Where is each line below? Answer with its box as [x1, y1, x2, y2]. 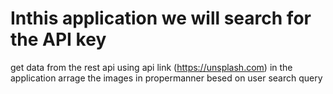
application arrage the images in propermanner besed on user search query [10, 72, 323, 84]
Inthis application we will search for [10, 7, 312, 30]
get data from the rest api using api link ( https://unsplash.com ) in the [10, 61, 293, 73]
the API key [10, 28, 107, 51]
